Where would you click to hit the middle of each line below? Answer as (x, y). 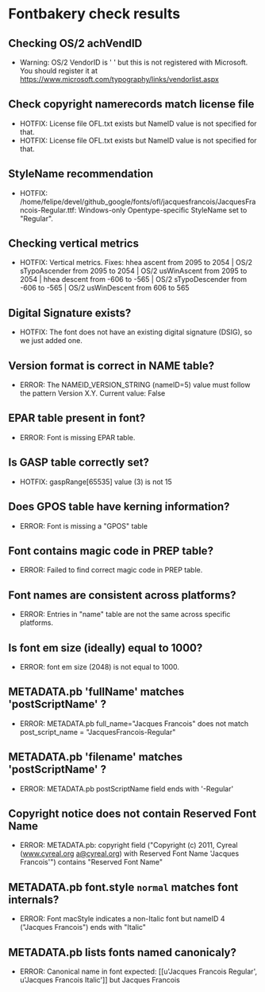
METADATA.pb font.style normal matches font (123, 887)
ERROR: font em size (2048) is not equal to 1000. (100, 666)
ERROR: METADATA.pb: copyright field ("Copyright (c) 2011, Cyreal (129, 846)
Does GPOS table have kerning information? (119, 507)
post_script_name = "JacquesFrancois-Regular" (98, 732)
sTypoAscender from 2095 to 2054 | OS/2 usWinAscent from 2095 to (133, 271)
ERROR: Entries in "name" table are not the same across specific (125, 615)
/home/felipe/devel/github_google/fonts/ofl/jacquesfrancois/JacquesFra (138, 201)
